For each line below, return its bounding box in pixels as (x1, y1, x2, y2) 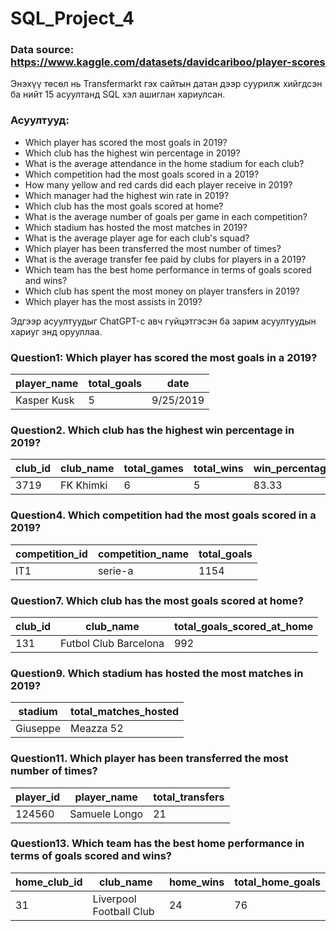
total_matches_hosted (69, 705, 180, 719)
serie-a (97, 563, 134, 577)
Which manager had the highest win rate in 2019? (24, 189, 230, 201)
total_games (123, 462, 184, 476)
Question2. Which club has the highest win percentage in (10, 423, 295, 437)
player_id (15, 790, 61, 804)
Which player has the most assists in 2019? (24, 295, 203, 307)
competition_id (15, 547, 88, 561)
